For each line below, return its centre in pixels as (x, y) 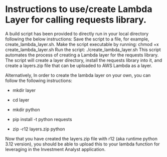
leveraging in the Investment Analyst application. (55, 149)
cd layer (21, 100)
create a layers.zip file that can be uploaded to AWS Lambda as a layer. (79, 65)
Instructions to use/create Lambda (79, 9)
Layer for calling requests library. (76, 20)
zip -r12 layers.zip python (39, 129)
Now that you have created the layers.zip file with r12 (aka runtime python (81, 138)
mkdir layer (24, 90)
